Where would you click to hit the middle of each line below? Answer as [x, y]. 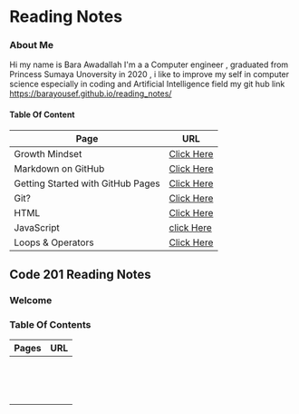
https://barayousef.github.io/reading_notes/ [91, 94]
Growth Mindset [48, 153]
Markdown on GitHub [59, 168]
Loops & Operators [54, 242]
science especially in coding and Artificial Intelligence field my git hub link [147, 84]
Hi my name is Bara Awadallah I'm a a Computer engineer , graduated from [149, 64]
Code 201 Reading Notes [80, 275]
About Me [32, 45]
